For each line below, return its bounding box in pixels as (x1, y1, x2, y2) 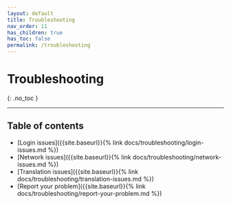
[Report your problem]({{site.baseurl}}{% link (16, 182, 146, 190)
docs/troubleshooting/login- (124, 138, 204, 146)
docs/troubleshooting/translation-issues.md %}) (16, 175, 155, 183)
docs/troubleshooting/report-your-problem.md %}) (16, 189, 162, 197)
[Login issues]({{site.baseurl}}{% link (16, 138, 123, 146)
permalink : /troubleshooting (7, 42, 91, 49)
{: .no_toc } (7, 94, 38, 102)
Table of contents (7, 120, 84, 132)
